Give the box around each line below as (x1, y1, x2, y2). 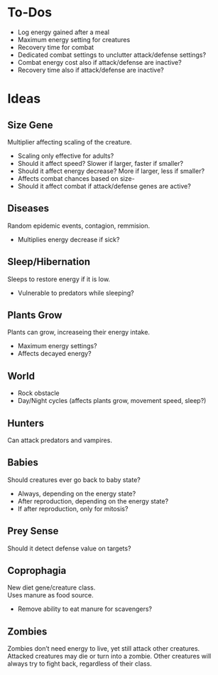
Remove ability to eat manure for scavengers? (17, 605, 153, 613)
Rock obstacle (17, 389, 60, 397)
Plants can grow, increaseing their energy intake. (7, 328, 151, 337)
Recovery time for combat (17, 43, 94, 51)
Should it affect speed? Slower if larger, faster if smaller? (17, 159, 183, 167)
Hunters (7, 417, 45, 429)
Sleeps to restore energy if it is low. (7, 275, 111, 283)
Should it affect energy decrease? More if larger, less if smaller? (17, 167, 205, 175)
